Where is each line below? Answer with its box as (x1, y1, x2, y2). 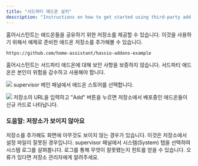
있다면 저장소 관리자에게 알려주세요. (16, 154, 99, 161)
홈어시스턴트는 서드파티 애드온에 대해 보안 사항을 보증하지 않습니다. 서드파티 (6, 61, 181, 68)
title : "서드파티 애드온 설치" (6, 8, 72, 15)
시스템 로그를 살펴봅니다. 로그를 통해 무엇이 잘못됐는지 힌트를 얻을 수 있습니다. (6, 146, 186, 153)
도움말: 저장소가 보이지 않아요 (6, 117, 85, 125)
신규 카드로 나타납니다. (6, 101, 58, 108)
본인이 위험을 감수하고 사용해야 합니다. (16, 68, 105, 75)
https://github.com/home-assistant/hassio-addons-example (6, 50, 151, 56)
